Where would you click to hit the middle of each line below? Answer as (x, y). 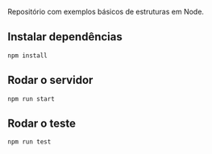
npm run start (31, 99)
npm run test (29, 142)
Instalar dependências (65, 37)
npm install (27, 56)
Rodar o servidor (50, 80)
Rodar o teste (42, 124)
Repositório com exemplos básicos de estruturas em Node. (106, 12)
